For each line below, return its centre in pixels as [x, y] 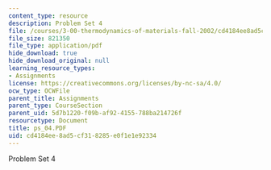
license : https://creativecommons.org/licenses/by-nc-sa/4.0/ [115, 83]
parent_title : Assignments [54, 98]
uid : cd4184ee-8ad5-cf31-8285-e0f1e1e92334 [83, 135]
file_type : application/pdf [56, 46]
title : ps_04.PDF [38, 128]
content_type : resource [48, 16]
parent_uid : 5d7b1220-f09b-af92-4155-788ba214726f [95, 114]
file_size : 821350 [39, 38]
